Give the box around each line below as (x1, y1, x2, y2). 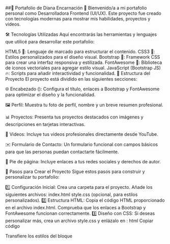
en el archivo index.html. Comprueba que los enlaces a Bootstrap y (5, 205, 146, 210)
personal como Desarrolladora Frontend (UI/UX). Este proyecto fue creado (5, 10, 162, 16)
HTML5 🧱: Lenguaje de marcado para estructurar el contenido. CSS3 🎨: (5, 48, 155, 55)
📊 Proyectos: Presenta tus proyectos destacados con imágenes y (5, 114, 144, 120)
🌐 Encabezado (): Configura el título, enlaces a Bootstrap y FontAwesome (5, 86, 160, 92)
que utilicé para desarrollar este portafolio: (5, 39, 95, 44)
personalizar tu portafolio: (5, 174, 60, 180)
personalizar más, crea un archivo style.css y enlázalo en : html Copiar (5, 217, 154, 224)
